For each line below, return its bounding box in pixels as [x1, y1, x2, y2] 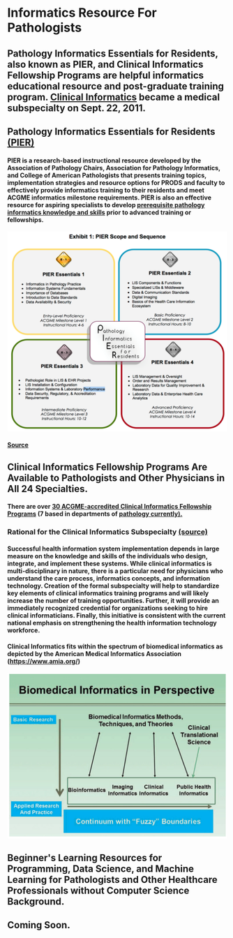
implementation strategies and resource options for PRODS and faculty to [7, 178, 225, 186]
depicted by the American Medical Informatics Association [7, 649, 182, 657]
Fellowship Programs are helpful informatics [7, 69, 204, 81]
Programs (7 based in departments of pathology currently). [7, 509, 183, 518]
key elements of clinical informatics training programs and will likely [7, 588, 209, 597]
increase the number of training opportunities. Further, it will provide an [7, 596, 220, 604]
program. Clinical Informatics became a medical [7, 91, 220, 103]
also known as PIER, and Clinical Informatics [7, 58, 204, 70]
